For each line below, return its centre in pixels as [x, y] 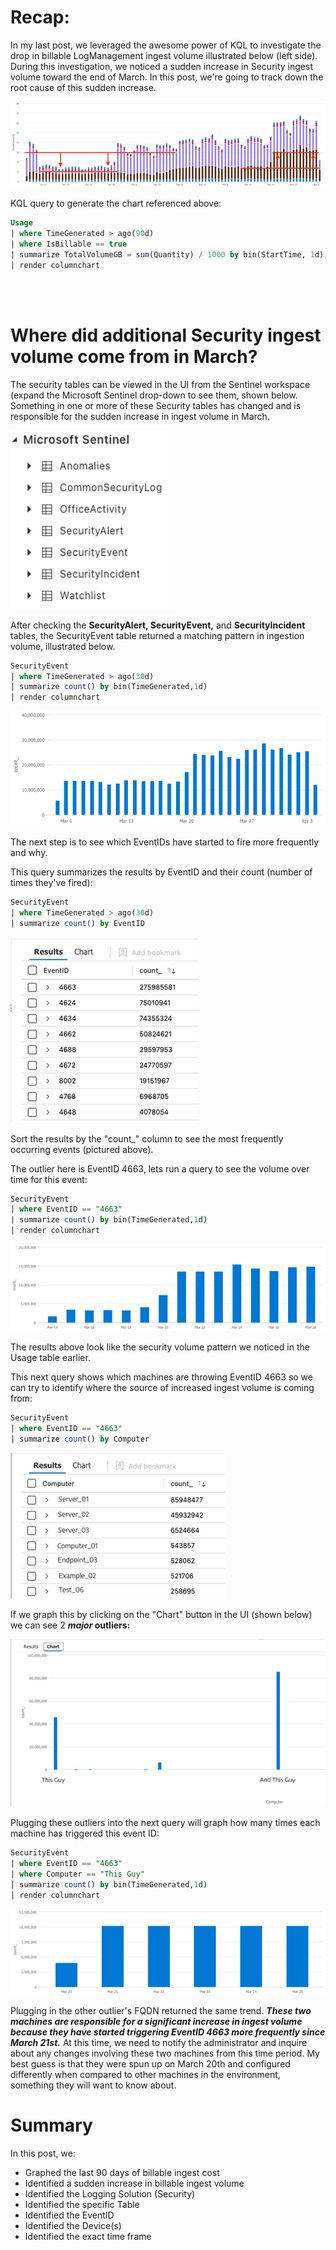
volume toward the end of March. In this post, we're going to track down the [167, 77]
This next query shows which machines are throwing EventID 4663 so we [161, 1377]
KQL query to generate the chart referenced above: [116, 203]
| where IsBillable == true [69, 244]
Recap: [40, 17]
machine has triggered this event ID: [85, 1833]
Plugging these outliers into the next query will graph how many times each [165, 1823]
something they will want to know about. [93, 2085]
